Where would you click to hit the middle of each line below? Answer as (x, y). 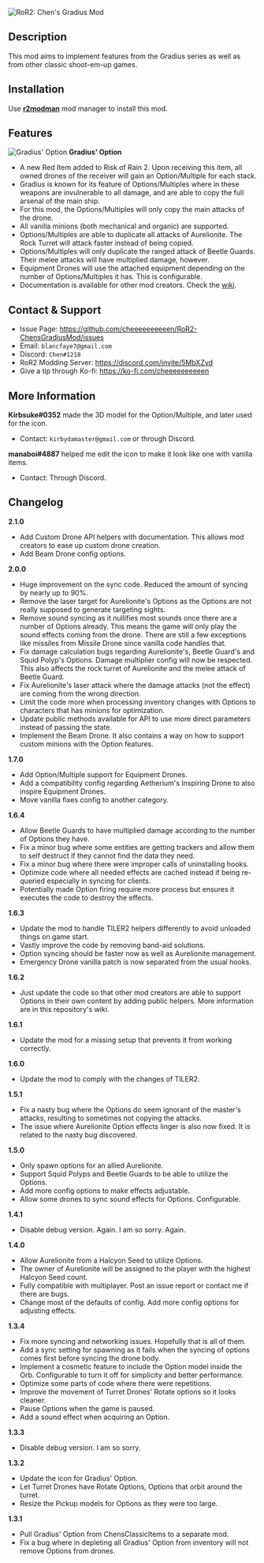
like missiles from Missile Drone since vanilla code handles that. (123, 643)
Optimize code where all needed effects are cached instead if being (130, 872)
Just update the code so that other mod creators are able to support (130, 992)
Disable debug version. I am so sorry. (80, 1448)
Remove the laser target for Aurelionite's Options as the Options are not (136, 601)
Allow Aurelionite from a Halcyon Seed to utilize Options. (111, 1260)
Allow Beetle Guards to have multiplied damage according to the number (138, 830)
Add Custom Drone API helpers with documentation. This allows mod (132, 537)
